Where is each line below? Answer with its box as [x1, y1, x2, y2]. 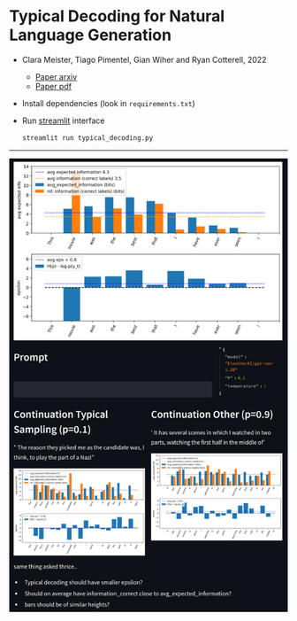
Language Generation [9, 25, 172, 45]
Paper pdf [34, 81, 72, 91]
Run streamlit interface [21, 115, 105, 126]
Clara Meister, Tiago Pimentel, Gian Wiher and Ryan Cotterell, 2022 [21, 54, 267, 65]
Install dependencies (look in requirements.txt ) [21, 97, 196, 108]
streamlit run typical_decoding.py [21, 133, 154, 143]
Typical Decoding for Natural [9, 6, 225, 27]
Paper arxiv [34, 71, 78, 82]
